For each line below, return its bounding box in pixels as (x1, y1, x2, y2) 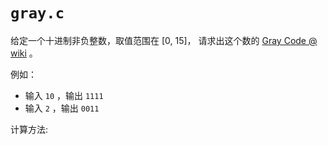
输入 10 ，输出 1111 (24, 89, 104, 101)
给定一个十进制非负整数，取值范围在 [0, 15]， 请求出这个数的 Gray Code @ (10, 34, 318, 46)
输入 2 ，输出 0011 (24, 102, 100, 114)
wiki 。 (10, 47, 38, 59)
